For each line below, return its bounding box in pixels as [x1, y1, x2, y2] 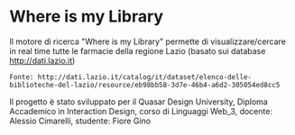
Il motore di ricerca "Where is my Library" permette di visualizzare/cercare [9, 36, 287, 47]
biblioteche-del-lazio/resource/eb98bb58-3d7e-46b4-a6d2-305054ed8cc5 [9, 80, 281, 89]
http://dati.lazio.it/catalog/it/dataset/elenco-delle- [37, 72, 253, 82]
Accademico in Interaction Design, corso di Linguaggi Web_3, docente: [9, 105, 273, 116]
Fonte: [9, 72, 34, 82]
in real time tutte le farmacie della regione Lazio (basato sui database [9, 45, 266, 56]
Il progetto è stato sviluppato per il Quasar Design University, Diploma [9, 96, 268, 107]
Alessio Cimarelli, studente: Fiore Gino [9, 115, 152, 126]
